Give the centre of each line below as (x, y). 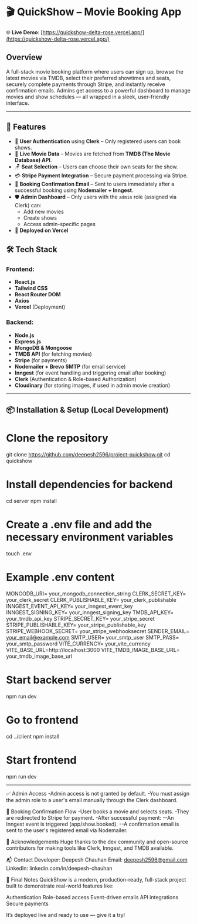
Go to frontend (42, 720)
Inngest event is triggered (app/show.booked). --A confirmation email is (93, 824)
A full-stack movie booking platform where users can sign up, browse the (95, 71)
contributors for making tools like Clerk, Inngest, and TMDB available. (90, 848)
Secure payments (27, 903)
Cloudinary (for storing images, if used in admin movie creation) (92, 385)
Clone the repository (57, 438)
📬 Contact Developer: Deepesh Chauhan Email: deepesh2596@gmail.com (97, 860)
